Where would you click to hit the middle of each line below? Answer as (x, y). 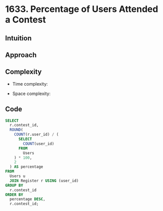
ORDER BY (14, 195)
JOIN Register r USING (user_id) (44, 181)
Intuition (18, 38)
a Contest (26, 20)
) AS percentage (26, 167)
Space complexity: (31, 94)
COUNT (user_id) (39, 144)
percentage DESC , (28, 199)
